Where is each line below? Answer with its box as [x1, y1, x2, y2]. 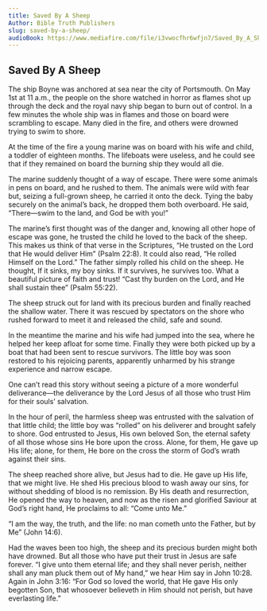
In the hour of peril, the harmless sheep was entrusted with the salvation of [8, 412, 254, 422]
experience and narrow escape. [8, 364, 113, 374]
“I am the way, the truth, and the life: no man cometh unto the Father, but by [8, 519, 256, 529]
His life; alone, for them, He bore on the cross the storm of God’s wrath [8, 446, 241, 456]
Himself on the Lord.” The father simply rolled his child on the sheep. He [8, 258, 245, 267]
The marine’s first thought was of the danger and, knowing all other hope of [8, 224, 256, 233]
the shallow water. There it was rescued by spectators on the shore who [8, 307, 245, 317]
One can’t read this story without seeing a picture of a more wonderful [8, 379, 238, 390]
